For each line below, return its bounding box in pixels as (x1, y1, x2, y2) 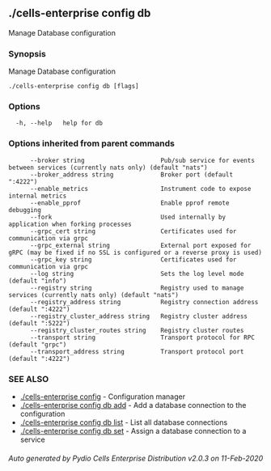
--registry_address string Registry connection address (29, 298, 259, 306)
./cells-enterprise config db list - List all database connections (19, 418, 228, 427)
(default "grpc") (8, 340, 67, 349)
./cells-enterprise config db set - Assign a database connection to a (19, 426, 247, 435)
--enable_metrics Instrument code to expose (29, 185, 252, 193)
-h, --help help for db (15, 119, 104, 128)
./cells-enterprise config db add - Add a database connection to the (19, 401, 247, 409)
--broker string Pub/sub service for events (29, 156, 255, 164)
